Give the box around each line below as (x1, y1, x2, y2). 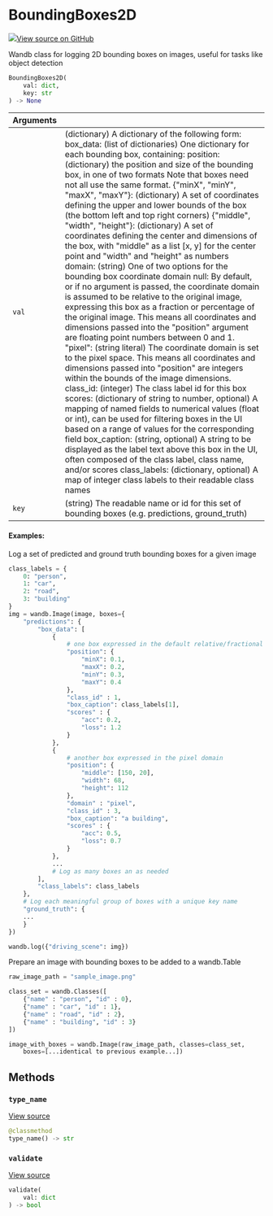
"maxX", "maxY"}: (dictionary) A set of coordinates (64, 190, 259, 201)
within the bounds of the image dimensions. (64, 373, 232, 384)
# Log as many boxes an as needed (51, 867, 169, 876)
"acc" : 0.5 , (80, 829, 122, 838)
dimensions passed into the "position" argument (64, 321, 249, 333)
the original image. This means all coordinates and (64, 312, 257, 323)
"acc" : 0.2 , (80, 716, 122, 724)
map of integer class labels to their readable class (64, 475, 254, 486)
